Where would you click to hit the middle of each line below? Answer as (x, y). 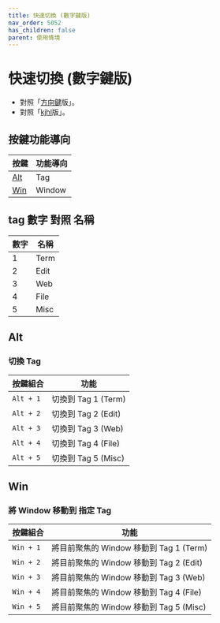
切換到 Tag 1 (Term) (89, 399)
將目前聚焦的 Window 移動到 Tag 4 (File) (127, 592)
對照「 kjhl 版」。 (44, 112)
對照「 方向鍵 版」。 (49, 103)
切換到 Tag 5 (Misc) (88, 458)
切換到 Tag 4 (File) (86, 443)
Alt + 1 (26, 398)
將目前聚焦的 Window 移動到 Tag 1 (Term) (130, 548)
